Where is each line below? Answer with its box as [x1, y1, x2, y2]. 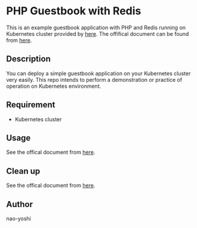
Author [6, 199, 33, 209]
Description [6, 54, 51, 64]
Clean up [6, 166, 41, 176]
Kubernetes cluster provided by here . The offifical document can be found [6, 30, 189, 37]
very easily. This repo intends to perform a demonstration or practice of [6, 76, 183, 83]
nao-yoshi [6, 215, 32, 222]
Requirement [6, 100, 56, 110]
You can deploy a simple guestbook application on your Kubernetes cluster [6, 70, 191, 77]
